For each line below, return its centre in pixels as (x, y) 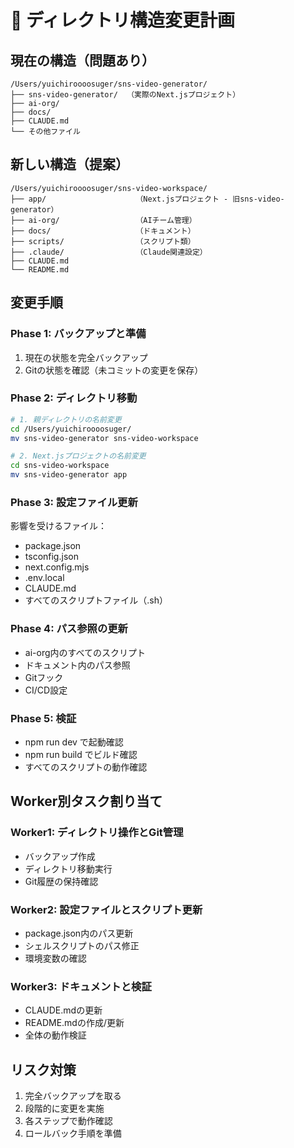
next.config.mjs (57, 567)
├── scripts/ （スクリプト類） (103, 241)
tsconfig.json (51, 557)
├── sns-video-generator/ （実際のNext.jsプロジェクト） (125, 95)
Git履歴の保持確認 (61, 881)
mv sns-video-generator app (69, 475)
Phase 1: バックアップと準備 (78, 334)
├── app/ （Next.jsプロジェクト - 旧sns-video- (147, 199)
